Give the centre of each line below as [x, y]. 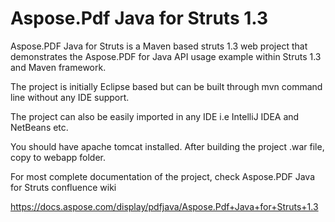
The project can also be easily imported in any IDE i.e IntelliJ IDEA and [155, 116]
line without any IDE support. [70, 97]
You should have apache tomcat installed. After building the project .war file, [167, 146]
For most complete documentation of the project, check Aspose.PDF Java [163, 176]
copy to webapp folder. [58, 157]
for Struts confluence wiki [63, 187]
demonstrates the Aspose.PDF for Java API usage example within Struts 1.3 [166, 56]
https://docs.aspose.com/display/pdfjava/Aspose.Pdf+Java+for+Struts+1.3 [164, 206]
